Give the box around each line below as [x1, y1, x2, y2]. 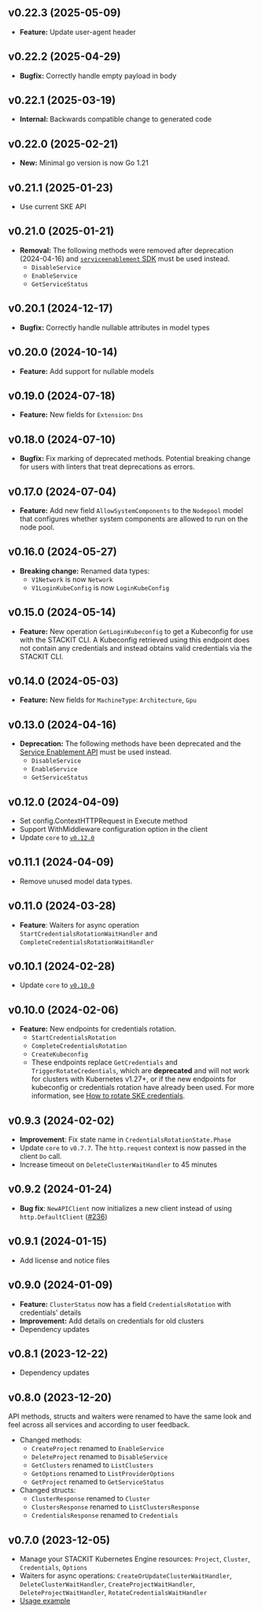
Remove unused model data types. [19, 877, 133, 886]
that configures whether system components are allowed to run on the [19, 514, 249, 523]
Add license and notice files [19, 1255, 110, 1265]
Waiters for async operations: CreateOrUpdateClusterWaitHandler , [19, 1571, 232, 1580]
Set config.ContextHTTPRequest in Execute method [19, 816, 188, 825]
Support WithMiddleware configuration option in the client [19, 825, 208, 833]
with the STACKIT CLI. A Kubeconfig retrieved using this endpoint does [19, 635, 250, 644]
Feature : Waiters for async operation [19, 920, 139, 929]
